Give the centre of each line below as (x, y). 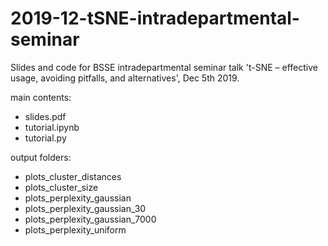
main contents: (41, 97)
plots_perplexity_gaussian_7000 (90, 219)
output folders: (41, 157)
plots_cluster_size (61, 187)
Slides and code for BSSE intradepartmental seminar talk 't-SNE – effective (164, 67)
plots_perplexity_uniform (75, 229)
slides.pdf (45, 116)
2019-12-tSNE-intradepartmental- (155, 18)
